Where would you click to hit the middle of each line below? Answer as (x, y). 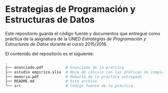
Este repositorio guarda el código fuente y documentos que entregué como (83, 33)
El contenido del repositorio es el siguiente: (49, 54)
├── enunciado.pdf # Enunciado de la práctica (64, 67)
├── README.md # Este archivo (51, 81)
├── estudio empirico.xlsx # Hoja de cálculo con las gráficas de (77, 72)
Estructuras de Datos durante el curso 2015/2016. (56, 44)
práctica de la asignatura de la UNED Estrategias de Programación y (76, 39)
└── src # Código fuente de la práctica (69, 86)
